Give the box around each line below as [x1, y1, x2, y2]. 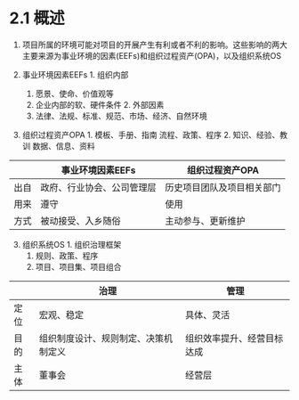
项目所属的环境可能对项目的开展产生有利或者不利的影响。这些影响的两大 [21, 39, 287, 50]
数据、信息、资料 [32, 140, 95, 151]
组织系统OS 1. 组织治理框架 [21, 239, 122, 249]
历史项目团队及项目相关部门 [165, 181, 282, 193]
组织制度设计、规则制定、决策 [38, 331, 165, 344]
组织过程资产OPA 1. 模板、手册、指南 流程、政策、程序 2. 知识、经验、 [21, 129, 280, 140]
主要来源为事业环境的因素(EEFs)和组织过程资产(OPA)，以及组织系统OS [21, 50, 282, 61]
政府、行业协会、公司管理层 [40, 181, 158, 193]
